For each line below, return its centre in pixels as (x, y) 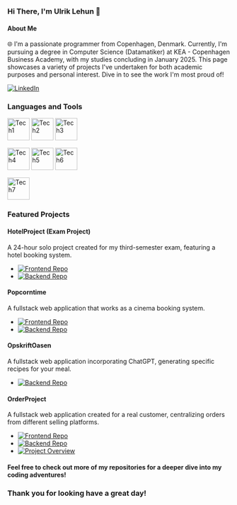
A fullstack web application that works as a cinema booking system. (106, 308)
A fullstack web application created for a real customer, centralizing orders (116, 415)
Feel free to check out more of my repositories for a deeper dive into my (115, 467)
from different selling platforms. (53, 422)
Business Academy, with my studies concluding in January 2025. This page (117, 60)
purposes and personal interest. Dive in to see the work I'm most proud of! (116, 74)
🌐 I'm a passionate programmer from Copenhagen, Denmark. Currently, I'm (117, 44)
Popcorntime (27, 292)
